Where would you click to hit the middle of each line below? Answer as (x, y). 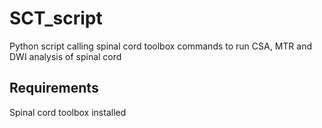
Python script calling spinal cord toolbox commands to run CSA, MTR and (160, 46)
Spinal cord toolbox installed (68, 112)
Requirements (54, 88)
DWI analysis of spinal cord (65, 56)
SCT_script (56, 18)
